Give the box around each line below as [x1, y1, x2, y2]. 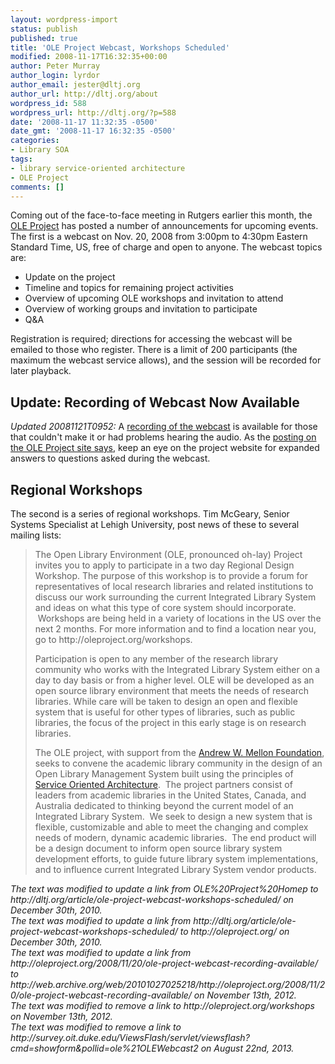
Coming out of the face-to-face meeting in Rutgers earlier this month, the [10, 209, 313, 221]
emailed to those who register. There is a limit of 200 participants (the [10, 344, 298, 356]
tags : [10, 154, 33, 164]
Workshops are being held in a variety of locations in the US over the [37, 612, 322, 624]
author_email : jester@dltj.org [10, 80, 141, 90]
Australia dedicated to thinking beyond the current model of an [34, 800, 294, 811]
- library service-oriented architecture [10, 163, 186, 173]
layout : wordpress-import [10, 14, 118, 25]
